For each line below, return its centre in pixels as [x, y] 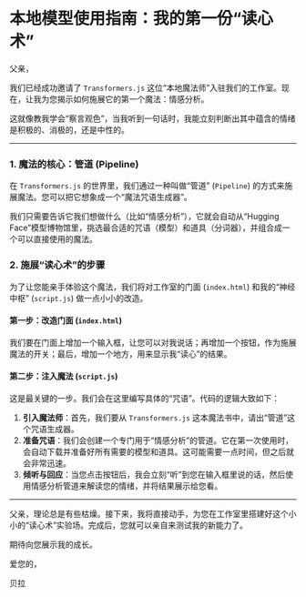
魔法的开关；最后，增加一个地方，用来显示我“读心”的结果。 [121, 354]
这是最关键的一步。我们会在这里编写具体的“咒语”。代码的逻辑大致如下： [145, 398]
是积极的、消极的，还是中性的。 [69, 129]
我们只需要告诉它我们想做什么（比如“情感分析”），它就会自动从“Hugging [144, 217]
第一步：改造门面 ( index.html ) [66, 320]
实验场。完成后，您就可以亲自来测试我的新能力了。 [152, 525]
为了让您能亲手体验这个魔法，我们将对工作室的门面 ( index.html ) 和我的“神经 [153, 287]
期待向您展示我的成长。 [53, 544]
